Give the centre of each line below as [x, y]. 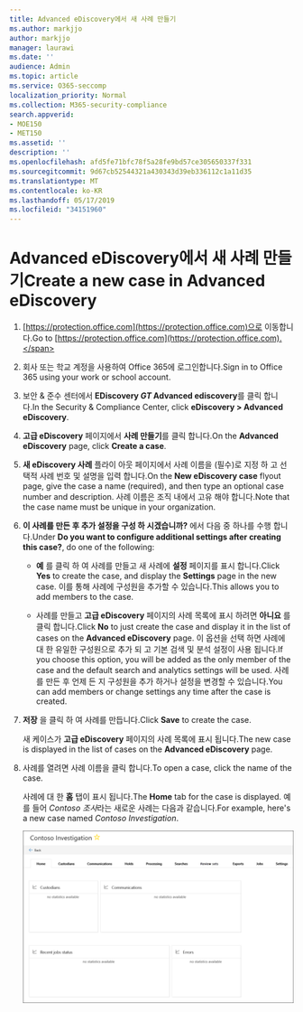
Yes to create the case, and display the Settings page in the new [156, 576]
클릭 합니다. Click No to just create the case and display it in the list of [163, 627]
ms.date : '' [32, 57]
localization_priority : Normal [68, 95]
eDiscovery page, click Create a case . [94, 446]
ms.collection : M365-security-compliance [88, 105]
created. [51, 701]
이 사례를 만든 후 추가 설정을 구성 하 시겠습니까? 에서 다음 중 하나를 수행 [147, 526]
